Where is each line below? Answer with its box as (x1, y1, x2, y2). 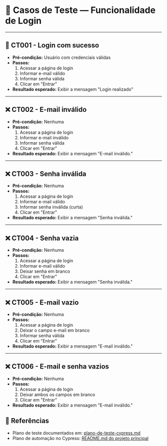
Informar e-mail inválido (19, 134, 69, 140)
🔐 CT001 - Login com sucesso (5, 41, 99, 49)
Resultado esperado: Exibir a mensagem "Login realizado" (12, 86, 133, 92)
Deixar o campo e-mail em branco (19, 327, 90, 333)
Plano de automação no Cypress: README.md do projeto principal (12, 435, 149, 441)
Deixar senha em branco (19, 268, 71, 274)
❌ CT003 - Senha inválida (5, 169, 86, 178)
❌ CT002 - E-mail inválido (5, 105, 87, 114)
